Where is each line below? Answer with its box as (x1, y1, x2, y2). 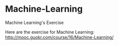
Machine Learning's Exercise (5, 20, 64, 25)
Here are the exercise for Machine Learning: (5, 29, 94, 35)
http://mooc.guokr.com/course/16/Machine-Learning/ (5, 34, 114, 40)
